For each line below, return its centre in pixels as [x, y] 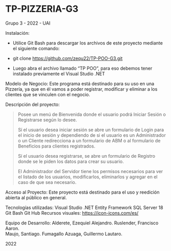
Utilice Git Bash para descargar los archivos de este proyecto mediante [88, 43]
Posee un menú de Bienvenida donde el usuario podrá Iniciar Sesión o [92, 114]
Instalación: [17, 33]
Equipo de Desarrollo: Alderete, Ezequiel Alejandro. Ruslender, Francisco [82, 223]
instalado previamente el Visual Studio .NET [59, 74]
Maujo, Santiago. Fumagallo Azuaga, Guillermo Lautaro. [64, 234]
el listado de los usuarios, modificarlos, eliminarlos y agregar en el [88, 177]
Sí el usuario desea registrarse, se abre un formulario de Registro [86, 156]
